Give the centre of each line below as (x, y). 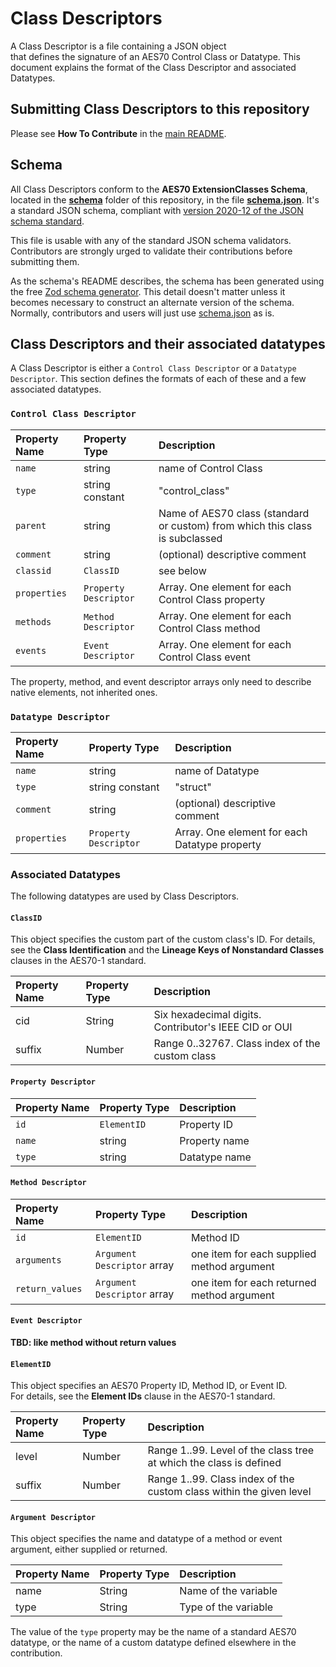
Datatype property (218, 844)
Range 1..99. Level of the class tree (231, 1450)
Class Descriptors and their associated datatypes (168, 343)
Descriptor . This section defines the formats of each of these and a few (158, 379)
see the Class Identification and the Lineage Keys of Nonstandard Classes (167, 950)
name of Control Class (210, 468)
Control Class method (209, 628)
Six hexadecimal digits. (207, 1015)
